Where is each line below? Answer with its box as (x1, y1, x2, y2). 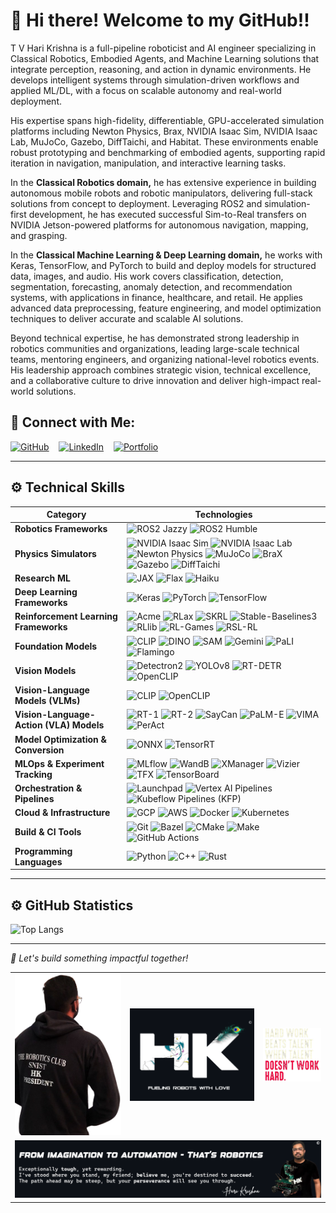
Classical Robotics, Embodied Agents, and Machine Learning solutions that (10, 52, 320, 64)
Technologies (194, 509, 253, 521)
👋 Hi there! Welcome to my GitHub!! (10, 9, 310, 32)
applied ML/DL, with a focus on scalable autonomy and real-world (10, 84, 282, 96)
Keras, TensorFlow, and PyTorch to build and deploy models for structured (10, 259, 317, 271)
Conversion (14, 744, 65, 756)
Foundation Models (14, 640, 98, 653)
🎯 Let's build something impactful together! (10, 952, 189, 964)
